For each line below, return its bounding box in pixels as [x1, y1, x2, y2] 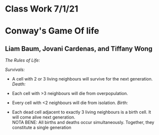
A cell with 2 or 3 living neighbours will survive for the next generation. [12, 76, 153, 82]
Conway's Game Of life [5, 26, 100, 37]
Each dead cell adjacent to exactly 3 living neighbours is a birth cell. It [12, 109, 151, 115]
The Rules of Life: [5, 57, 40, 63]
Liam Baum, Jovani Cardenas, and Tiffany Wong [5, 44, 153, 53]
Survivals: [5, 67, 25, 73]
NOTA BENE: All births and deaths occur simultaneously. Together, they [12, 120, 155, 125]
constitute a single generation [12, 124, 72, 131]
